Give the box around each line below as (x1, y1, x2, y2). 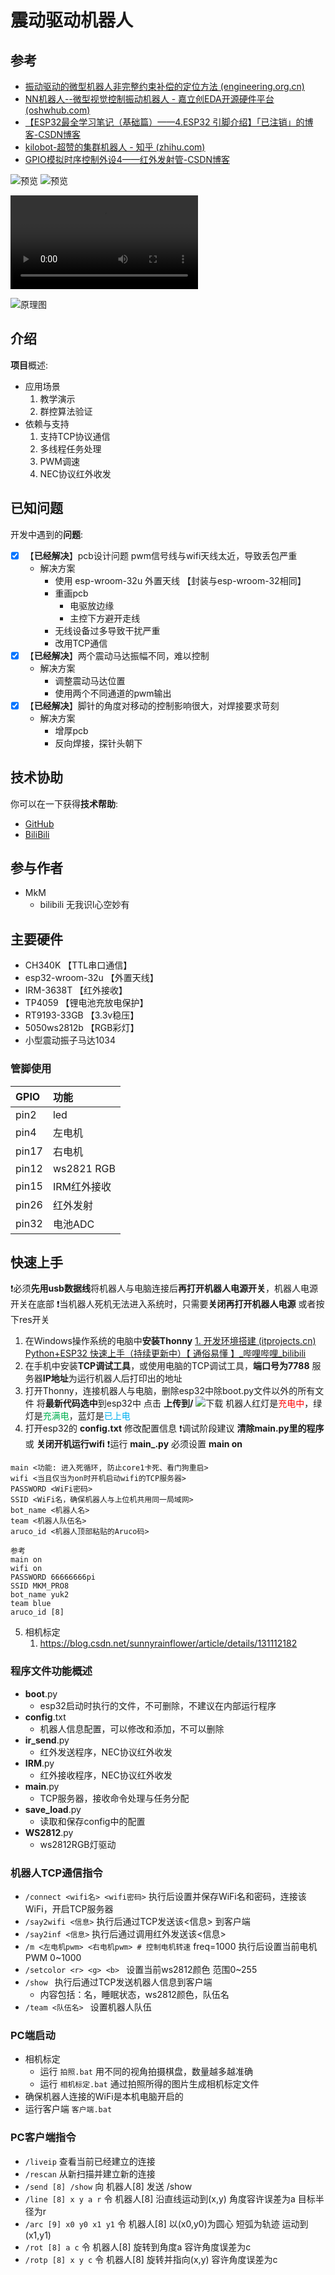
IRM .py (24, 1757, 55, 1769)
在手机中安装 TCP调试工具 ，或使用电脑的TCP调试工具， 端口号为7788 (24, 1360, 310, 1372)
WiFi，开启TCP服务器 (24, 1902, 114, 1915)
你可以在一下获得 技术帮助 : (10, 797, 119, 810)
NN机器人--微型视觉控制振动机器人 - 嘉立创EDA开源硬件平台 (24, 93, 275, 105)
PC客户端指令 (10, 2131, 77, 2145)
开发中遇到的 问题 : (10, 528, 84, 540)
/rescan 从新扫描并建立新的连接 (24, 2167, 156, 2180)
